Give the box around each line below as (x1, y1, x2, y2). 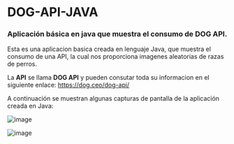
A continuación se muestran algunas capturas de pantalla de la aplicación (7, 94, 220, 103)
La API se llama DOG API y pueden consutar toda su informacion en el (7, 73, 210, 82)
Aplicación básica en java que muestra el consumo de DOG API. (7, 29, 228, 39)
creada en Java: (7, 102, 54, 110)
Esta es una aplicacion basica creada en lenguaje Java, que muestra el (7, 45, 212, 53)
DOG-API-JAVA (7, 4, 98, 20)
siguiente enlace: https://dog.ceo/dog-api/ (7, 81, 130, 89)
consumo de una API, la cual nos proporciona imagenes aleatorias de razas (7, 52, 224, 61)
